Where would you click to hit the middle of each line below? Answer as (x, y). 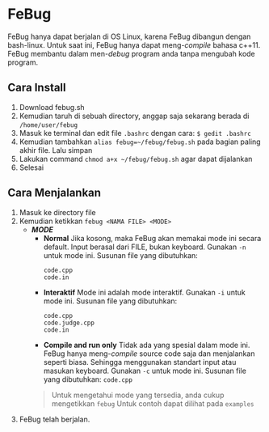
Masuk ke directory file (57, 212)
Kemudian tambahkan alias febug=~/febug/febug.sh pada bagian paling (140, 142)
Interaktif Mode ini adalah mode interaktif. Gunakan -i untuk (144, 292)
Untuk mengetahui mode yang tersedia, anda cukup (138, 395)
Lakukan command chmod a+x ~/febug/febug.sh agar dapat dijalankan (136, 159)
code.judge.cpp (69, 323)
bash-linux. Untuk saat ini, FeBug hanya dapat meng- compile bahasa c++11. (134, 44)
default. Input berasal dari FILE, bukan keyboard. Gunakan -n (145, 247)
